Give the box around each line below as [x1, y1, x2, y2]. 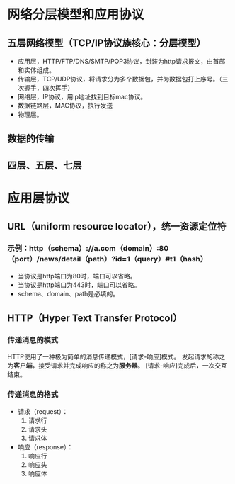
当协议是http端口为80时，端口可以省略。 [17, 271, 137, 280]
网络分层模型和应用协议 [7, 6, 144, 23]
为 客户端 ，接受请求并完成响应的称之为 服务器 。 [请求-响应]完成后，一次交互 [7, 361, 228, 370]
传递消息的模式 [7, 334, 59, 344]
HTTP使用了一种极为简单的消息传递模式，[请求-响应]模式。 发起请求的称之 [7, 352, 226, 361]
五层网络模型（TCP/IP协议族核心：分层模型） [7, 37, 207, 49]
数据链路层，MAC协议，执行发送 [17, 101, 113, 110]
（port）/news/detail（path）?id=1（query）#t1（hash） [7, 254, 208, 264]
